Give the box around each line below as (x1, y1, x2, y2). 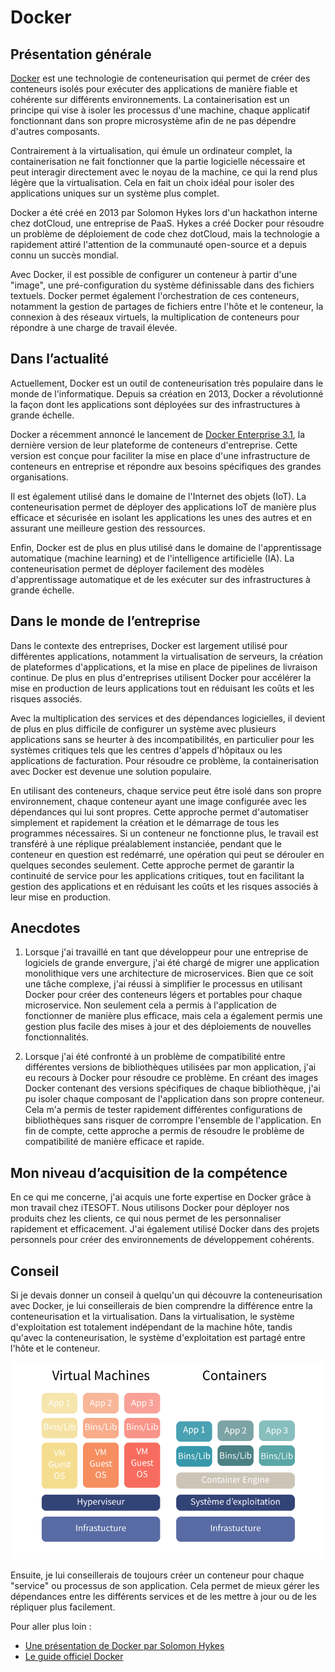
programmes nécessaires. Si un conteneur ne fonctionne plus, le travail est (10, 827, 319, 839)
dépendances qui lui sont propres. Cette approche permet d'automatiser (10, 806, 309, 818)
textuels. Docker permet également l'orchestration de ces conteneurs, (10, 290, 300, 301)
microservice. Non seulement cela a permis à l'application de (24, 999, 277, 1011)
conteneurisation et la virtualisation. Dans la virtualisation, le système (10, 1311, 295, 1323)
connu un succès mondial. (10, 249, 119, 261)
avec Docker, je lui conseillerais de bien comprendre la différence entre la (10, 1300, 313, 1312)
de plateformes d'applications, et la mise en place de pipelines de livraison (10, 661, 318, 673)
